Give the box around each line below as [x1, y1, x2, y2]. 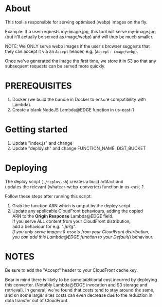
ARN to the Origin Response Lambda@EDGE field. [12, 213, 113, 219]
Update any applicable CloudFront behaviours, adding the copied [12, 208, 143, 214]
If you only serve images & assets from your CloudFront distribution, [12, 228, 150, 235]
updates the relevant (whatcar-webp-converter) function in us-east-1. [5, 184, 145, 190]
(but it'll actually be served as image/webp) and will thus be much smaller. [5, 34, 154, 40]
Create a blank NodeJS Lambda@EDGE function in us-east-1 [12, 107, 134, 112]
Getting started [5, 124, 68, 135]
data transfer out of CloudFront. [5, 297, 69, 303]
